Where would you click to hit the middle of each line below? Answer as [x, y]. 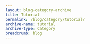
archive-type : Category [31, 29]
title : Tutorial [22, 15]
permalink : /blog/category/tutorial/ [45, 19]
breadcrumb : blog [24, 33]
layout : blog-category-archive [38, 10]
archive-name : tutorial [31, 24]
